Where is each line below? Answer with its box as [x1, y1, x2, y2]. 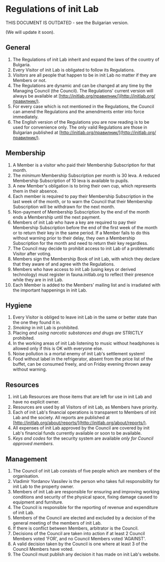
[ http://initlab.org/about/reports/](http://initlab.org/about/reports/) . [12, 420, 147, 426]
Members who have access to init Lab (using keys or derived [12, 266, 137, 272]
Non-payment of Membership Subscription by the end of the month [12, 209, 150, 214]
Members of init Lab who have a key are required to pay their [12, 219, 137, 225]
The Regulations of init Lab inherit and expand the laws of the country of [12, 56, 160, 62]
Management [5, 455, 48, 463]
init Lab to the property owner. [12, 483, 74, 489]
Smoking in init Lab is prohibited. [12, 325, 79, 331]
